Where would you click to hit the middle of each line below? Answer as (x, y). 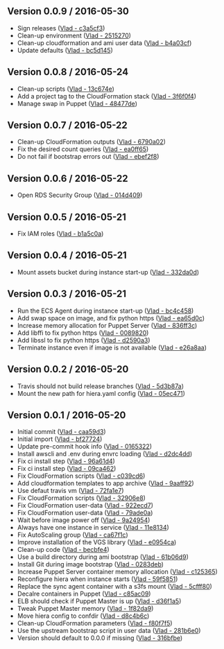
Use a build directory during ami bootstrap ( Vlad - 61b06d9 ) (103, 557)
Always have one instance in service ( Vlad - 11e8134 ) (93, 528)
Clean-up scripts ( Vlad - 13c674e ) (66, 89)
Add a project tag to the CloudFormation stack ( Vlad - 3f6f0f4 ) (106, 96)
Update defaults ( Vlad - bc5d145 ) (65, 50)
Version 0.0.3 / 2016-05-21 (67, 294)
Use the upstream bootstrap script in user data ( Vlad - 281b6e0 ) (109, 631)
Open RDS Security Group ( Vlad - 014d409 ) (80, 195)
